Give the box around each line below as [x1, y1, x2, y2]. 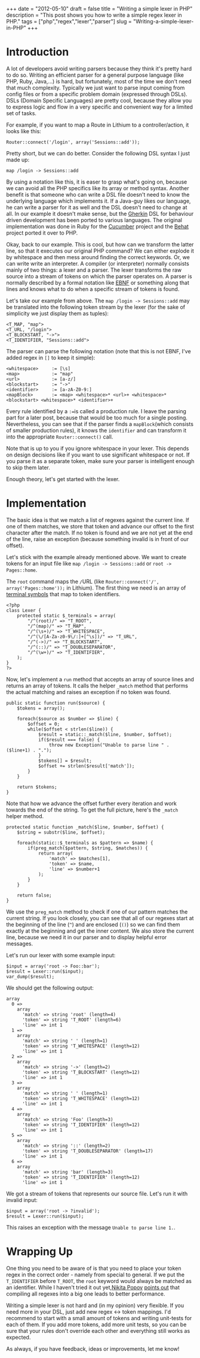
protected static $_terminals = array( [17, 612, 116, 618]
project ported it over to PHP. [6, 229, 78, 236]
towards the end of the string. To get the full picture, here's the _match [6, 806, 179, 813]
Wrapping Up [6, 1245, 73, 1258]
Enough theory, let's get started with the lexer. [6, 475, 120, 482]
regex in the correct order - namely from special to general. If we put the [6, 1271, 185, 1278]
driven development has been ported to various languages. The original [6, 216, 182, 224]
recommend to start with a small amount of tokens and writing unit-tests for [6, 1314, 192, 1321]
